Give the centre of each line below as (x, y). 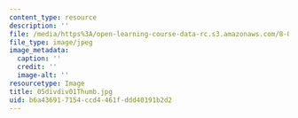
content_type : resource (53, 17)
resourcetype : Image (47, 83)
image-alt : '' (43, 75)
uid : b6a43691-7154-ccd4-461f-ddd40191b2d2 (91, 100)
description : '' (39, 26)
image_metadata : (39, 51)
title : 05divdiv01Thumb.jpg (61, 91)
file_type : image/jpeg (51, 42)
